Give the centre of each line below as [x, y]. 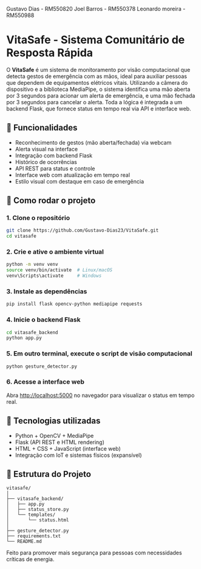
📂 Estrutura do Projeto [49, 474]
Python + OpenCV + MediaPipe [54, 435]
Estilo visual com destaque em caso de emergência [80, 181]
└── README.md [24, 542]
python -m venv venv [32, 265]
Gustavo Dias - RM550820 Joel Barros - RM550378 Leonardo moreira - [96, 9]
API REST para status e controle [55, 168]
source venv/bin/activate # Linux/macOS [60, 270]
